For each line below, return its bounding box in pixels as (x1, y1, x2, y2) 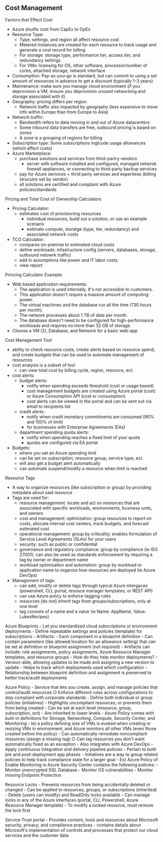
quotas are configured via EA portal (26, 439, 98, 445)
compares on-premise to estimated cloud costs (19, 241, 115, 247)
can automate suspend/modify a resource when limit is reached (19, 465, 147, 471)
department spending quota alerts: (19, 429, 89, 435)
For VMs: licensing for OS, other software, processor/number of (19, 62, 147, 68)
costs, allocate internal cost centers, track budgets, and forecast (19, 520, 149, 526)
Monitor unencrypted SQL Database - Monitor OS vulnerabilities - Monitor (5, 767, 153, 773)
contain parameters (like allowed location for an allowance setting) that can (5, 639, 156, 644)
